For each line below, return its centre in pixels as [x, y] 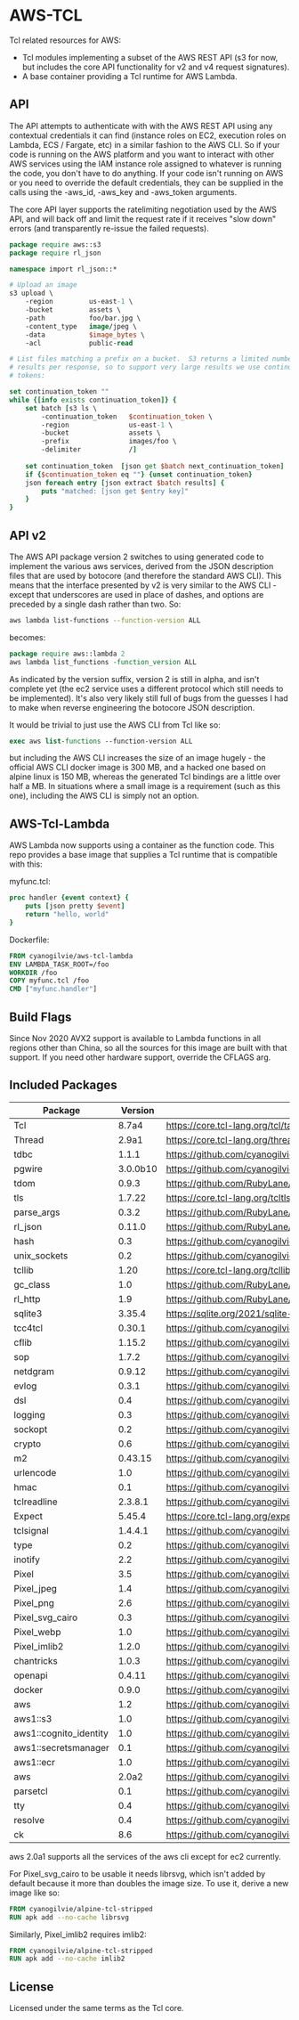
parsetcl [31, 1791]
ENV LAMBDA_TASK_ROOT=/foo [59, 964]
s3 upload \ [31, 293]
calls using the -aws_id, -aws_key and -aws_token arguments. [123, 191]
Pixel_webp [37, 1632]
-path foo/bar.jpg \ [83, 318]
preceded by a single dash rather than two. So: [95, 604]
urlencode [35, 1472]
